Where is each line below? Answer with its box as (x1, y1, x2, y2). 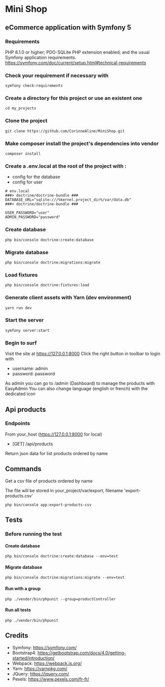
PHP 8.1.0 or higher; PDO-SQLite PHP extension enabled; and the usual (5, 49, 150, 55)
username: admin (12, 366, 48, 371)
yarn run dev (5, 305, 32, 310)
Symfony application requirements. (5, 54, 77, 60)
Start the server (5, 317, 44, 323)
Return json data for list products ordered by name (5, 450, 108, 456)
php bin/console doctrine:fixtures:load (5, 283, 90, 288)
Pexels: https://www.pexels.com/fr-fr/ (12, 676, 89, 682)
